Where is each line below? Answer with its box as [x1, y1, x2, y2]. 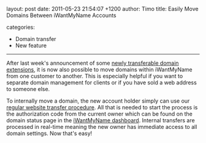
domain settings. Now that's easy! [6, 130, 93, 137]
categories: [6, 24, 35, 31]
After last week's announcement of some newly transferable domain [6, 59, 179, 67]
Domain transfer [15, 35, 56, 42]
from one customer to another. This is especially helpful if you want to [6, 73, 183, 79]
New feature [15, 42, 47, 49]
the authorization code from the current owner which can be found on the [6, 110, 193, 117]
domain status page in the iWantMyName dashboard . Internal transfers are [6, 117, 195, 124]
